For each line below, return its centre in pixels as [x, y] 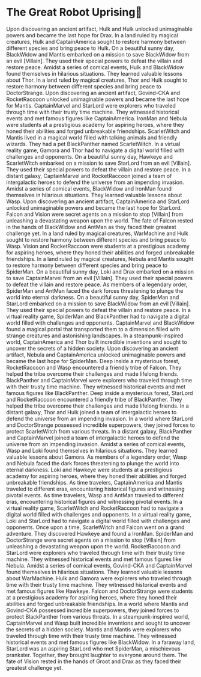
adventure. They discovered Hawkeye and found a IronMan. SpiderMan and [100, 533]
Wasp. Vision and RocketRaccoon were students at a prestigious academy [98, 246]
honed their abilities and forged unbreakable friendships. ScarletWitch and [98, 131]
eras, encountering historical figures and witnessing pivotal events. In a [94, 501]
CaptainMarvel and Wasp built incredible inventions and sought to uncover [98, 623]
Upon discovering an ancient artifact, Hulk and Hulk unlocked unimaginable [100, 29]
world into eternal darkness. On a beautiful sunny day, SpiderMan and [93, 297]
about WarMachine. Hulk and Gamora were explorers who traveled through [99, 578]
